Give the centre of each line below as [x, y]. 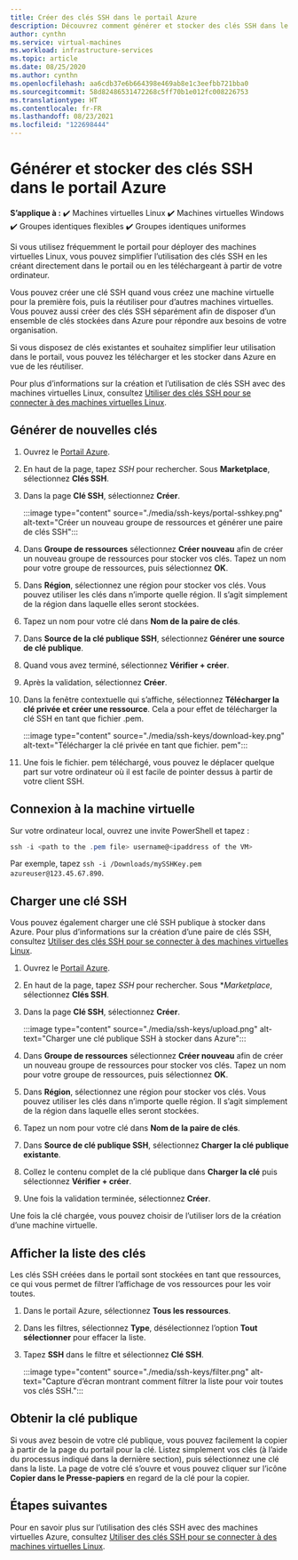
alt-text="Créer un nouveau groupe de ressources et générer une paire [153, 522]
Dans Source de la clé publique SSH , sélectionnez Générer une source [153, 638]
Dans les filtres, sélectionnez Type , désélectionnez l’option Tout [140, 1328]
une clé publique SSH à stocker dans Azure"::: [162, 1039]
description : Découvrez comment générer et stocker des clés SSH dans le [149, 26]
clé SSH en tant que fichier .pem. [83, 718]
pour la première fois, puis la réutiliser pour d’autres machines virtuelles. [142, 301]
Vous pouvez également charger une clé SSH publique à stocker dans [138, 923]
